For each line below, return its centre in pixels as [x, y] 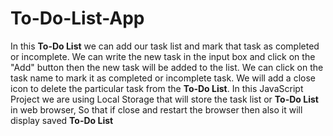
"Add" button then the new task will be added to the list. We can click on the [167, 67]
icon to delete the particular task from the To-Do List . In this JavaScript [157, 88]
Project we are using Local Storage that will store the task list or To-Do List [164, 99]
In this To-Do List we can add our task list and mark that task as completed [165, 46]
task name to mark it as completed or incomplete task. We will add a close [163, 78]
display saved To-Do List [62, 120]
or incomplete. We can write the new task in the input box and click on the [163, 56]
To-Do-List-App [77, 18]
